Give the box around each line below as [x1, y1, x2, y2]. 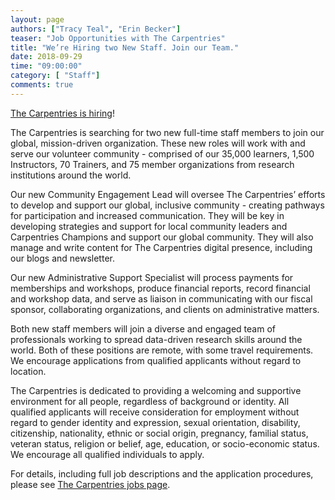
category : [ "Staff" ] [10, 71, 101, 81]
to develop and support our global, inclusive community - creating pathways [10, 199, 325, 211]
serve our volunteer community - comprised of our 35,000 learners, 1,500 [10, 147, 315, 160]
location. [10, 365, 47, 377]
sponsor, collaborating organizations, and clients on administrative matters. [10, 303, 320, 315]
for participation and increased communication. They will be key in [10, 209, 285, 221]
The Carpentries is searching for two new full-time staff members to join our [10, 126, 325, 138]
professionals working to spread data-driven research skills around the [10, 333, 303, 345]
